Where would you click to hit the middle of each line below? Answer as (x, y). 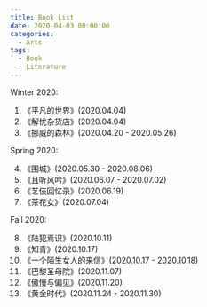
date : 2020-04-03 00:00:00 (60, 26)
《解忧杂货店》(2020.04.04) (75, 122)
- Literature (42, 67)
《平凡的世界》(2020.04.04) (75, 110)
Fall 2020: (28, 219)
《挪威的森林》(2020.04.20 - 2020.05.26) (100, 132)
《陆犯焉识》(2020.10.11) (68, 238)
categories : (32, 34)
